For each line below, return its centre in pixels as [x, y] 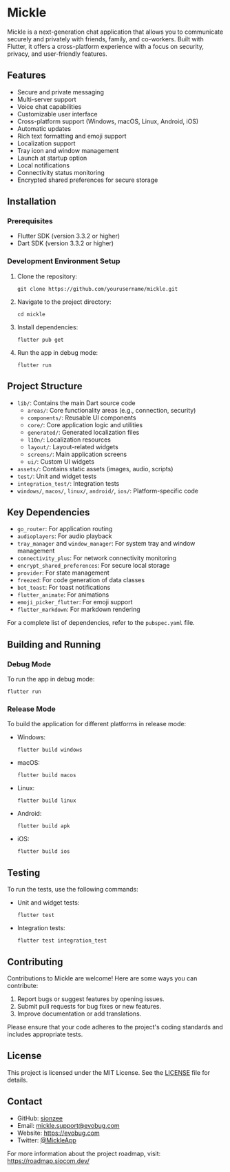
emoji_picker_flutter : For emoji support [75, 602]
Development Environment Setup [64, 261]
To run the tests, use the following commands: [73, 890]
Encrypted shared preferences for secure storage [87, 180]
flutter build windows [50, 750]
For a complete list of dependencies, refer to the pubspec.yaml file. [101, 623]
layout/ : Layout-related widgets [73, 446]
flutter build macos [46, 775]
